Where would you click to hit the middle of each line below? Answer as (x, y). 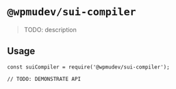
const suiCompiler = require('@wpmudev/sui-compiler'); (88, 67)
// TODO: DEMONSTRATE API (44, 79)
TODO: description (50, 29)
